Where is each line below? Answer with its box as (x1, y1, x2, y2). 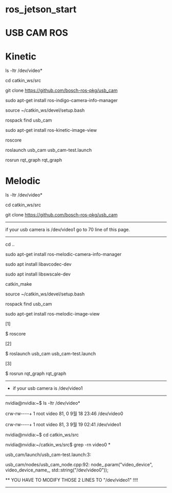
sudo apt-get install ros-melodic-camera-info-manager (5, 251, 122, 258)
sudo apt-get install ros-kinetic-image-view (5, 127, 97, 133)
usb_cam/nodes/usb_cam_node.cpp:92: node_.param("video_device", (5, 462, 153, 468)
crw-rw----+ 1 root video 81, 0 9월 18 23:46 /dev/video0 (5, 410, 124, 417)
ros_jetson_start (5, 4, 77, 15)
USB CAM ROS (5, 27, 68, 39)
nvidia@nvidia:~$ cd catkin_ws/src (5, 432, 79, 438)
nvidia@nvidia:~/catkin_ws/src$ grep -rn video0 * (5, 442, 111, 448)
